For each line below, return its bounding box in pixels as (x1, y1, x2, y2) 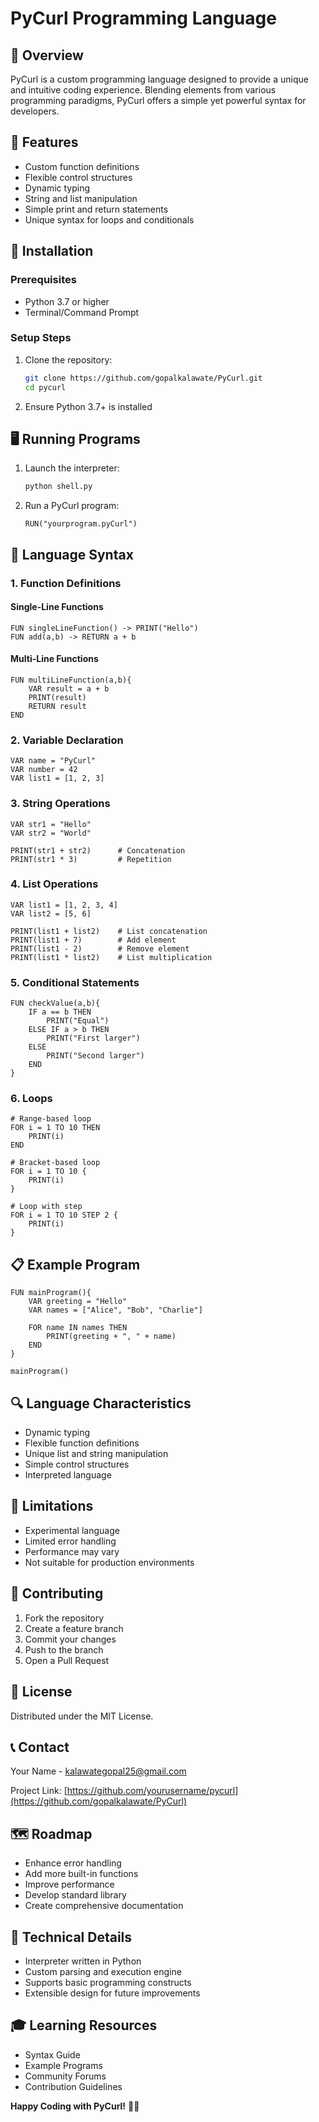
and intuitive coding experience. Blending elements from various (10, 84, 277, 96)
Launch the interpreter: (24, 462, 120, 474)
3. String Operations (10, 797, 111, 811)
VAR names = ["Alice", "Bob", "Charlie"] (28, 1305, 203, 1316)
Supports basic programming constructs (24, 1976, 192, 1988)
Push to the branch (24, 1643, 104, 1656)
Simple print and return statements (24, 203, 169, 215)
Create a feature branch (24, 1622, 124, 1634)
